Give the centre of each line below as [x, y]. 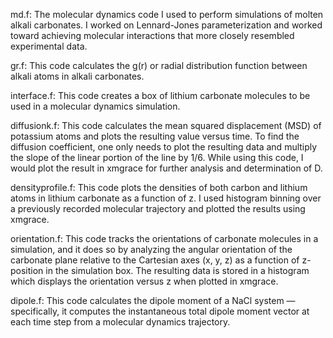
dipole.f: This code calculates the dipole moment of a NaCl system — [153, 300]
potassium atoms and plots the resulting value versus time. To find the [155, 136]
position [27, 270]
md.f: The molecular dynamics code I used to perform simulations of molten [167, 14]
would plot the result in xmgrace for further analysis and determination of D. [166, 168]
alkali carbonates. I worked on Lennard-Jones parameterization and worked [166, 25]
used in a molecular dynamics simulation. [95, 106]
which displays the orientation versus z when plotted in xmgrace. [144, 281]
